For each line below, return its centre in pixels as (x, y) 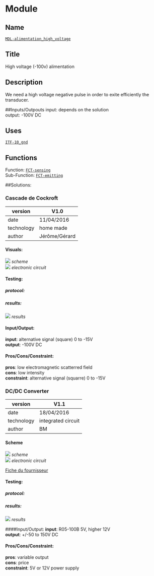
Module (21, 9)
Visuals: (14, 249)
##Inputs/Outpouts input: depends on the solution (57, 109)
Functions (21, 157)
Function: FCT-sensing (28, 170)
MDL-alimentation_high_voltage (38, 39)
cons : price (17, 562)
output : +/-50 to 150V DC (32, 534)
